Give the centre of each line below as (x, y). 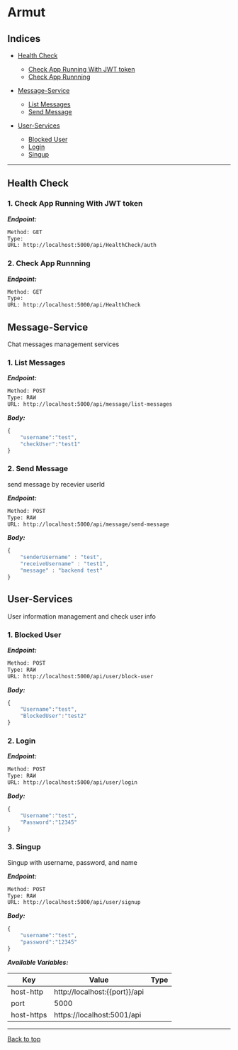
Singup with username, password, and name (73, 862)
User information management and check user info (81, 616)
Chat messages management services (63, 344)
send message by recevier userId (56, 484)
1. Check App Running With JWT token (75, 204)
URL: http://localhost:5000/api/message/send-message (89, 524)
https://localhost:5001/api (98, 1015)
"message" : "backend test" (61, 571)
